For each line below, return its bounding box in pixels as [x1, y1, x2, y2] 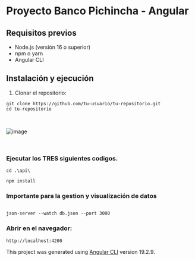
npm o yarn [14, 50, 43, 57]
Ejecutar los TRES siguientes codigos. [6, 154, 118, 162]
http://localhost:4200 [6, 238, 62, 244]
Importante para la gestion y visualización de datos [6, 192, 157, 200]
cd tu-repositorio [6, 106, 52, 112]
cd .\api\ [6, 168, 31, 174]
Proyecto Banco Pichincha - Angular [6, 4, 189, 18]
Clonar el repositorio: [14, 89, 67, 96]
